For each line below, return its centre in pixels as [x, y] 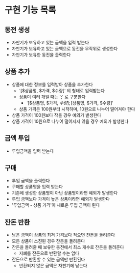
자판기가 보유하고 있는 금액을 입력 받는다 [50, 42]
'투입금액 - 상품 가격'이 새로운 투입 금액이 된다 [56, 205]
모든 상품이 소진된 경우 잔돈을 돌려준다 [48, 241]
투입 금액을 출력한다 [31, 181]
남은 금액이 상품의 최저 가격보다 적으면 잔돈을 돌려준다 [63, 235]
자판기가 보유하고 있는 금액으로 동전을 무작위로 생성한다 [65, 49]
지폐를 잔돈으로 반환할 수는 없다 [49, 253]
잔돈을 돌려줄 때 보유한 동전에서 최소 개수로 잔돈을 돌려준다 [68, 247]
